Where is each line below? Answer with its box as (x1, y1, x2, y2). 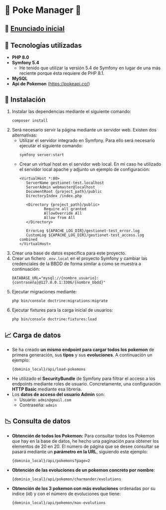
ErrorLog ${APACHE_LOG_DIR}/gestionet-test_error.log (26, 229, 140, 234)
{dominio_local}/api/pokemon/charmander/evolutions (11, 477, 121, 482)
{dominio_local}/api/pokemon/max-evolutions (11, 500, 106, 505)
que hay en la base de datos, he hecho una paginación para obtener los (11, 438, 159, 444)
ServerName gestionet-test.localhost (26, 180, 104, 186)
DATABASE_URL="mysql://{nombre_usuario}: (11, 276, 99, 281)
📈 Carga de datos (4, 331, 61, 339)
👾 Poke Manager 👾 (4, 4, 82, 16)
